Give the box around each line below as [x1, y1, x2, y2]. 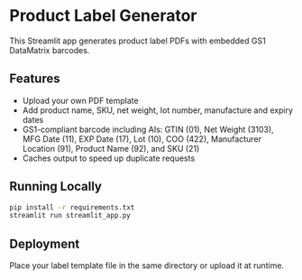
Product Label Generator [9, 5, 197, 26]
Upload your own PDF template [22, 95, 139, 106]
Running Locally [9, 179, 102, 194]
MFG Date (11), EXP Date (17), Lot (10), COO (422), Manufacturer [22, 133, 261, 145]
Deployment [9, 236, 80, 251]
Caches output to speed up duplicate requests [22, 153, 196, 163]
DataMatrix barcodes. [9, 44, 90, 55]
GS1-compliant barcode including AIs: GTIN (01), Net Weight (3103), [22, 124, 274, 135]
